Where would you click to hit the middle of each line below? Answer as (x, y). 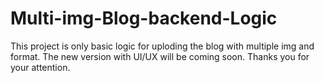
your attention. (40, 67)
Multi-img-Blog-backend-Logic (144, 18)
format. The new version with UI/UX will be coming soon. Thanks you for (160, 56)
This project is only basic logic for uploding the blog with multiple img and (162, 46)
